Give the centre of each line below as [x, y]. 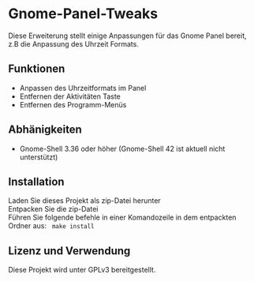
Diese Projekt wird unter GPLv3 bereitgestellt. [82, 270]
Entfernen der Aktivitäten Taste [70, 96]
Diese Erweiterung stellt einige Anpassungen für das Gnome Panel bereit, [127, 36]
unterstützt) [39, 157]
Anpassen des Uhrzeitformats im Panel [83, 88]
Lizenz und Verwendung [69, 251]
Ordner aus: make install [51, 226]
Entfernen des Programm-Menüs [73, 104]
